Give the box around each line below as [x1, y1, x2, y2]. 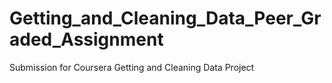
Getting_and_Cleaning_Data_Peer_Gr [9, 7, 322, 30]
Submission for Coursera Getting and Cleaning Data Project [9, 61, 255, 73]
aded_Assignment [9, 28, 164, 51]
